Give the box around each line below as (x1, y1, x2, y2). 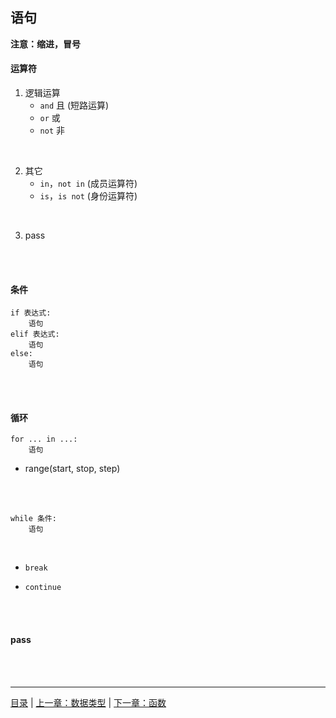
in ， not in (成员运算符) (39, 178, 138, 190)
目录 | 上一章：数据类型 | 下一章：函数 (10, 696, 167, 708)
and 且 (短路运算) (39, 99, 110, 112)
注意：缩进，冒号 (10, 38, 81, 50)
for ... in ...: (10, 434, 78, 445)
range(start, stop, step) (24, 463, 121, 475)
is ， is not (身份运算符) (39, 190, 138, 202)
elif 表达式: (10, 329, 60, 340)
